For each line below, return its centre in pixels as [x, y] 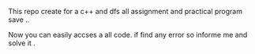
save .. [19, 20]
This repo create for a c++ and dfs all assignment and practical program [126, 11]
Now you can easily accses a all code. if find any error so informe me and [128, 35]
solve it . [22, 43]
